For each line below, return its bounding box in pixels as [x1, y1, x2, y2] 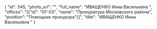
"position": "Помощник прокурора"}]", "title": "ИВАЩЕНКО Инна [4, 14, 136, 19]
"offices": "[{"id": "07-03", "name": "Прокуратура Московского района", [4, 9, 153, 15]
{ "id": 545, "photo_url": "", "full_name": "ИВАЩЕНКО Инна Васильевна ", [4, 4, 153, 10]
